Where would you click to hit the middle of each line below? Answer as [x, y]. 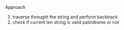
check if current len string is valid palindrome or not [65, 22]
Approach [15, 7]
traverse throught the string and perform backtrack [65, 17]
